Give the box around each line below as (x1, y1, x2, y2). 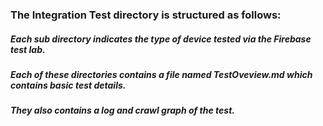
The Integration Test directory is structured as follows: (10, 8, 282, 22)
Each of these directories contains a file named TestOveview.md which (10, 68, 313, 80)
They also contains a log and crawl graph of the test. (10, 104, 235, 117)
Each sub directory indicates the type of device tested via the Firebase (10, 33, 312, 45)
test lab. (10, 43, 46, 55)
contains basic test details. (10, 79, 127, 91)
